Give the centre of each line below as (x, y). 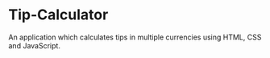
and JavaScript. (34, 45)
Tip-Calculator (58, 15)
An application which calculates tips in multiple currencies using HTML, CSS (135, 37)
